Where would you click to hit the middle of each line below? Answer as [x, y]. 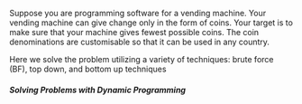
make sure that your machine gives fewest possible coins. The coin [134, 32]
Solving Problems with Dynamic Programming [98, 90]
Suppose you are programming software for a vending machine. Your [138, 13]
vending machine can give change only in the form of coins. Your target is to [151, 23]
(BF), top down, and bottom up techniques [88, 69]
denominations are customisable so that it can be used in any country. [140, 42]
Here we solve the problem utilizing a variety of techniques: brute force [142, 59]
